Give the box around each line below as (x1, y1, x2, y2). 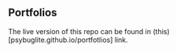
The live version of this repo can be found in (8, 26, 152, 36)
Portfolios (8, 6, 57, 19)
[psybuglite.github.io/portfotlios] (8, 35, 113, 44)
